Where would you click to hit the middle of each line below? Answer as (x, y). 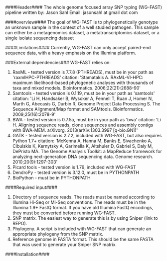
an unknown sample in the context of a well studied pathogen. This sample (82, 27)
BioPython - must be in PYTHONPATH (51, 178)
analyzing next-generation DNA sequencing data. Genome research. (83, 157)
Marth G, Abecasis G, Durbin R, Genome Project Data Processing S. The (86, 104)
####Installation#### (27, 254)
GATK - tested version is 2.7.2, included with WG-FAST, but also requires (87, 135)
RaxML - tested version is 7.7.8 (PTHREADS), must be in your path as (83, 72)
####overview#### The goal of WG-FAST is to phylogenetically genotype (82, 22)
